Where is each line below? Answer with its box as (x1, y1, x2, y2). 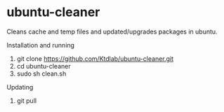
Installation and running (6, 41, 75, 49)
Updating (6, 83, 34, 91)
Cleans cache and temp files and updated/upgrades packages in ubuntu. (6, 27, 218, 36)
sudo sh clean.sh (16, 69, 67, 78)
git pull (16, 96, 37, 105)
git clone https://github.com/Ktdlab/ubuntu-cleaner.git (16, 54, 173, 63)
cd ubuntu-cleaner (16, 62, 71, 70)
